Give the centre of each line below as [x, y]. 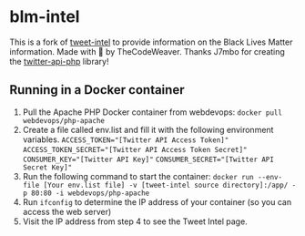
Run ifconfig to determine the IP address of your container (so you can [157, 201]
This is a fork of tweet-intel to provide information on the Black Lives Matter [151, 42]
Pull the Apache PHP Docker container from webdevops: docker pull [152, 112]
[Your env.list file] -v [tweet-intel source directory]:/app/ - [170, 185]
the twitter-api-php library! [59, 61]
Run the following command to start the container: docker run [138, 176]
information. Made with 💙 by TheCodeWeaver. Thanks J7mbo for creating [147, 51]
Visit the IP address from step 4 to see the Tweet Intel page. [135, 221]
